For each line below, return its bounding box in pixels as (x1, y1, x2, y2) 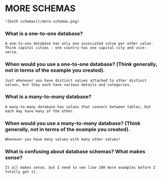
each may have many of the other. (5, 109, 75, 114)
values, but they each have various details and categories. (5, 82, 132, 87)
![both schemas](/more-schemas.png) (5, 19, 79, 24)
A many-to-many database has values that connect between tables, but (5, 104, 151, 109)
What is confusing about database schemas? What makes (5, 148, 145, 155)
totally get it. (5, 169, 38, 175)
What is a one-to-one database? (5, 30, 83, 37)
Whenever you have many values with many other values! (5, 137, 121, 142)
